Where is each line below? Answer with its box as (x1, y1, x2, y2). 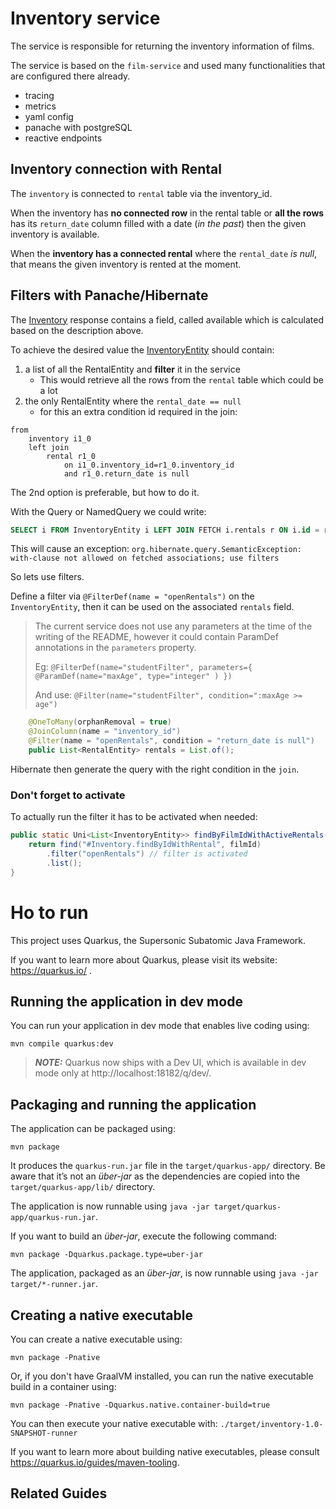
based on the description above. (10, 324, 144, 336)
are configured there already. (10, 70, 131, 82)
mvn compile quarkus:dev (10, 1039, 114, 1049)
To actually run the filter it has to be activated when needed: (10, 811, 258, 823)
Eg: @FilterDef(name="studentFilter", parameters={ (34, 661, 253, 673)
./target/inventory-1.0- (219, 1419, 324, 1429)
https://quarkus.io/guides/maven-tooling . (10, 1456, 180, 1468)
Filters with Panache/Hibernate (10, 287, 209, 304)
